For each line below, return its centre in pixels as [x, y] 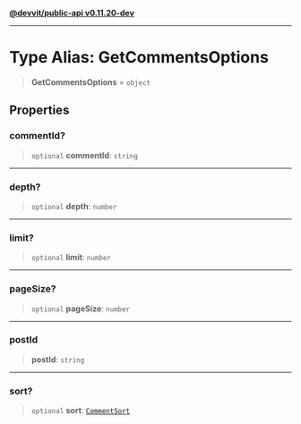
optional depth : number [74, 206]
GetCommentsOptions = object [90, 82]
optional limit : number [71, 258]
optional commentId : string [85, 155]
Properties [39, 110]
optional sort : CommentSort [81, 411]
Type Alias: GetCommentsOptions [139, 58]
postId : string [58, 359]
